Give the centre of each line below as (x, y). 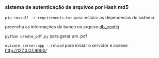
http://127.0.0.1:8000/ (26, 51)
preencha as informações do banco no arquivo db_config (62, 27)
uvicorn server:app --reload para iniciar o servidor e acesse (66, 46)
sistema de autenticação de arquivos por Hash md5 (67, 7)
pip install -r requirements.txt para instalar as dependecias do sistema (79, 18)
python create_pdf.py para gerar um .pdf (46, 36)
